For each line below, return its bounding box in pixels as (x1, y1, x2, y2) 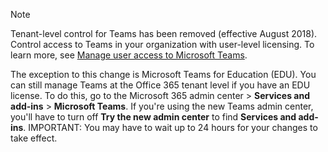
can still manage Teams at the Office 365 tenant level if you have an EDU (10, 79, 311, 91)
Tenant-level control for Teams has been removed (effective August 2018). (10, 28, 318, 39)
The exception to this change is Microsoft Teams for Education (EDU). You (10, 69, 317, 80)
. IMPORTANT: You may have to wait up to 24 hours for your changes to (23, 122, 318, 133)
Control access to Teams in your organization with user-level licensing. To (10, 39, 315, 50)
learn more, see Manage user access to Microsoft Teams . (10, 49, 248, 61)
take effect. (10, 132, 58, 144)
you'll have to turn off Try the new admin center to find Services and (10, 111, 297, 123)
